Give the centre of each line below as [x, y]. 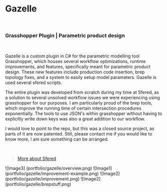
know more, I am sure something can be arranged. [57, 139]
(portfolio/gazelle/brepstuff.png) [38, 184]
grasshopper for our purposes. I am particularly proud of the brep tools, [79, 103]
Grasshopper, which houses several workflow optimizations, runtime [76, 61]
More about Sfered [37, 158]
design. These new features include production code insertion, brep [75, 72]
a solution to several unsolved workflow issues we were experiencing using [83, 97]
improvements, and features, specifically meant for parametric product [78, 67]
